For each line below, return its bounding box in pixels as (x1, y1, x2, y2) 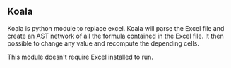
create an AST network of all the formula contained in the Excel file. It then (7, 32, 224, 40)
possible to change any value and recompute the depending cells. (7, 39, 199, 48)
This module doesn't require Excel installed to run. (7, 53, 153, 61)
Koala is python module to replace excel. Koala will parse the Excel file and (7, 24, 225, 32)
